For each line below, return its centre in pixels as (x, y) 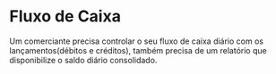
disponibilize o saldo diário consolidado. (83, 60)
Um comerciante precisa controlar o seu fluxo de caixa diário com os (137, 41)
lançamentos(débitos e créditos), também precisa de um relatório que (138, 50)
